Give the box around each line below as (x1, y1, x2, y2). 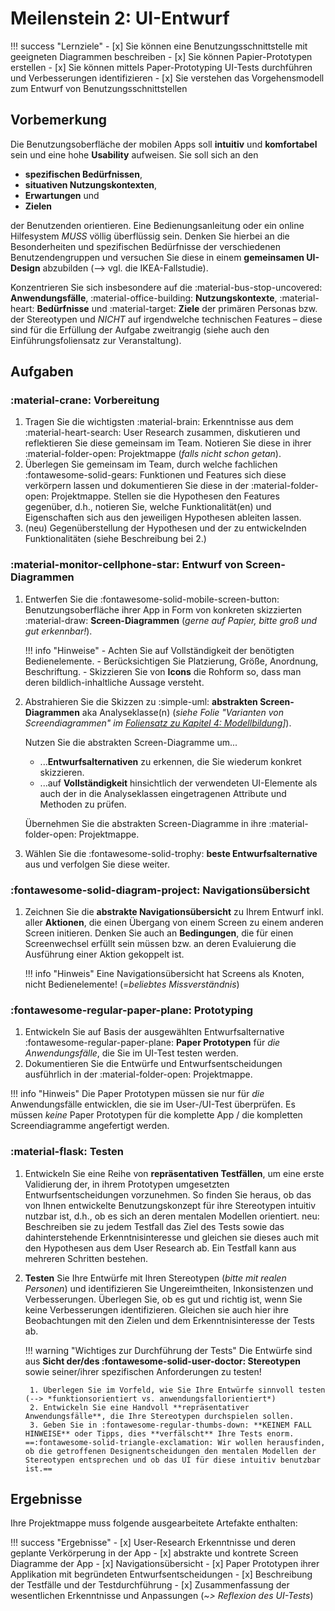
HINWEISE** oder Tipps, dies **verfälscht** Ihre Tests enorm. (24, 1428, 295, 1439)
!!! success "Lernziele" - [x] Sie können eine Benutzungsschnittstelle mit (10, 40, 308, 52)
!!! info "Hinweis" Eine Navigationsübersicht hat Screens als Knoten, (24, 968, 305, 980)
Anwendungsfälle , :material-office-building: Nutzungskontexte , (10, 292, 278, 304)
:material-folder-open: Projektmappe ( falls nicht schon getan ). (24, 448, 282, 460)
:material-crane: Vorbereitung (10, 393, 160, 407)
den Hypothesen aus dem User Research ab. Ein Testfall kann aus (24, 1242, 297, 1254)
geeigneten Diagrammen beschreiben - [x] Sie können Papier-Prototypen (10, 50, 313, 62)
